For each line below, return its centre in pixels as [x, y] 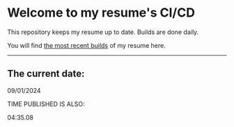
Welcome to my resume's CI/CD [101, 13]
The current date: [46, 74]
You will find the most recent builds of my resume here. [86, 45]
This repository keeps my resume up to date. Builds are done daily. [103, 32]
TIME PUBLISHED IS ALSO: [46, 104]
